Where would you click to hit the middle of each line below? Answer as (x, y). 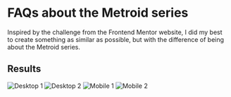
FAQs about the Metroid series (98, 13)
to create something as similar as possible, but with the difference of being (115, 39)
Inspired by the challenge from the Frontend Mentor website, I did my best (115, 32)
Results (24, 69)
